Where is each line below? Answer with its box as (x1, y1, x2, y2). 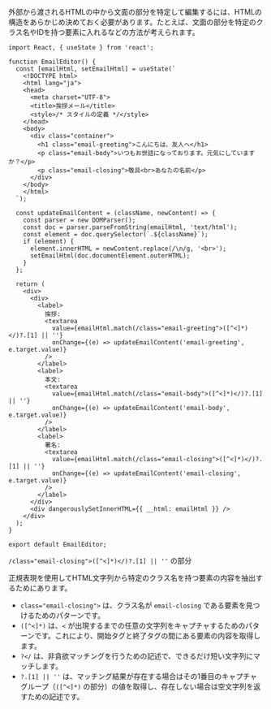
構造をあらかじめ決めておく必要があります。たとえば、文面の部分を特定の (8, 17, 257, 27)
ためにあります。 (15, 583, 72, 593)
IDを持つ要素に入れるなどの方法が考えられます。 (36, 28, 200, 37)
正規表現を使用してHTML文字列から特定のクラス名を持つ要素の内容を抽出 (8, 573, 256, 582)
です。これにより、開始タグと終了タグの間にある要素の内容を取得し (34, 631, 261, 640)
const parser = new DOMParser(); (23, 216, 136, 224)
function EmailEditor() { (8, 58, 96, 66)
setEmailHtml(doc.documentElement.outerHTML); (29, 252, 191, 260)
